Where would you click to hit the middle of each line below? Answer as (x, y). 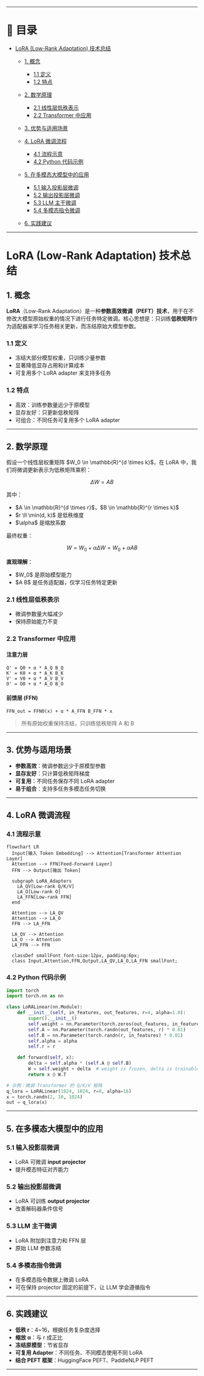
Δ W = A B (102, 482)
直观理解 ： (20, 562)
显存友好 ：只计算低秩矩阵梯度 (52, 773)
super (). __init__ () (53, 1018)
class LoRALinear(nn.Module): (45, 1007)
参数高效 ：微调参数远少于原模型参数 (60, 766)
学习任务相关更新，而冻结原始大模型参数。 (86, 326)
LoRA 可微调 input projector (50, 1162)
